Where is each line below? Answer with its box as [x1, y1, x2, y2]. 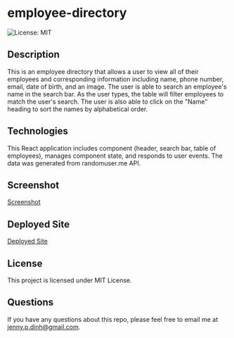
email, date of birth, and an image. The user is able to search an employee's [7, 82, 227, 91]
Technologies [7, 125, 69, 137]
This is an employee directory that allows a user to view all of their [7, 67, 199, 75]
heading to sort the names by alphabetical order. [7, 104, 148, 113]
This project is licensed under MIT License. [7, 276, 132, 284]
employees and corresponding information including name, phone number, [7, 75, 224, 83]
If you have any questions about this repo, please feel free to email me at [7, 315, 219, 323]
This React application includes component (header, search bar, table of [7, 144, 216, 152]
